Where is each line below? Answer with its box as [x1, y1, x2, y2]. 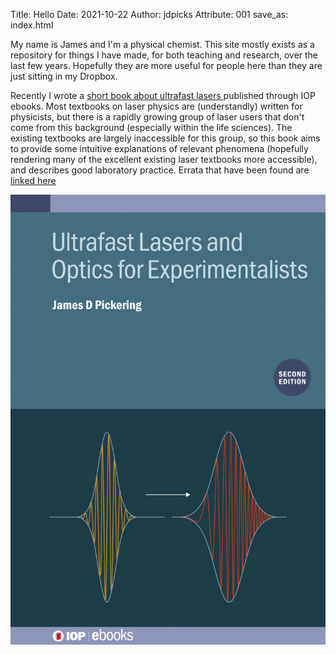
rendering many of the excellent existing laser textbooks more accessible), [10, 154, 318, 165]
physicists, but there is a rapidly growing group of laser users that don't [10, 111, 305, 123]
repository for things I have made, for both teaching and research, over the [10, 49, 319, 61]
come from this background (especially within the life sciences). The [10, 122, 293, 133]
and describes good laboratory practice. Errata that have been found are [10, 164, 310, 176]
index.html [10, 19, 54, 31]
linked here [10, 175, 57, 186]
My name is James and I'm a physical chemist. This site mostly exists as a [10, 39, 315, 50]
